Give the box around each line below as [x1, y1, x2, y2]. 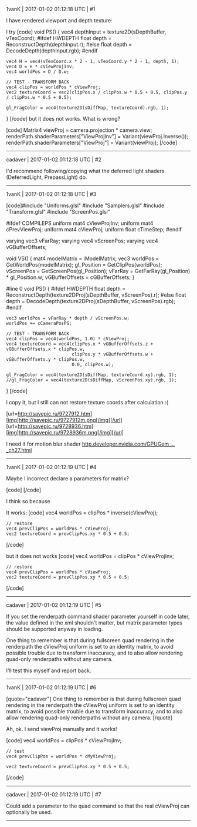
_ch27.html [6, 447, 32, 453]
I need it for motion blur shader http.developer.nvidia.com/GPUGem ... [6, 440, 175, 447]
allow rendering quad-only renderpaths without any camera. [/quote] [6, 714, 173, 721]
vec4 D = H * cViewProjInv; [6, 64, 75, 69]
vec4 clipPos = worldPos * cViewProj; [6, 84, 101, 90]
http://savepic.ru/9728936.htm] [17, 423, 94, 430]
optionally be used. [6, 809, 53, 815]
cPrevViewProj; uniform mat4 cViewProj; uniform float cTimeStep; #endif [6, 226, 182, 233]
